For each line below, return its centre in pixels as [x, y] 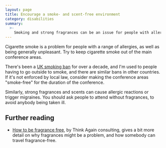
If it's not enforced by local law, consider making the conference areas [77, 77]
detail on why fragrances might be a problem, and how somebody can [84, 135]
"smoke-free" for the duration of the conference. [55, 82]
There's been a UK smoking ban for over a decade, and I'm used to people [81, 67]
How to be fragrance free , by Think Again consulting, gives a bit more [83, 130]
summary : [14, 23]
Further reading [30, 118]
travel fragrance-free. [34, 140]
